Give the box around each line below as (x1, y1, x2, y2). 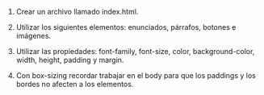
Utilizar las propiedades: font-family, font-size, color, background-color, (15, 47, 255, 56)
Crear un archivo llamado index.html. (15, 7, 139, 16)
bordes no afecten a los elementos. (15, 80, 134, 89)
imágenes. (15, 31, 51, 40)
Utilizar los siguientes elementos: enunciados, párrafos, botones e (15, 23, 237, 31)
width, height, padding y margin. (15, 56, 124, 64)
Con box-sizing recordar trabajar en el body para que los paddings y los (15, 71, 257, 80)
